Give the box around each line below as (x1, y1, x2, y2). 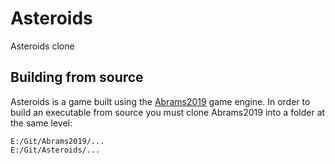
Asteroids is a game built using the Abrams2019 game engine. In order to (10, 95, 311, 107)
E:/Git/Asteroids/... (10, 145, 101, 155)
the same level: (10, 117, 73, 129)
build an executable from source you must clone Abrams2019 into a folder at (10, 106, 326, 118)
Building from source (10, 69, 144, 86)
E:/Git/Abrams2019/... (10, 136, 105, 146)
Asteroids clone (10, 40, 75, 52)
